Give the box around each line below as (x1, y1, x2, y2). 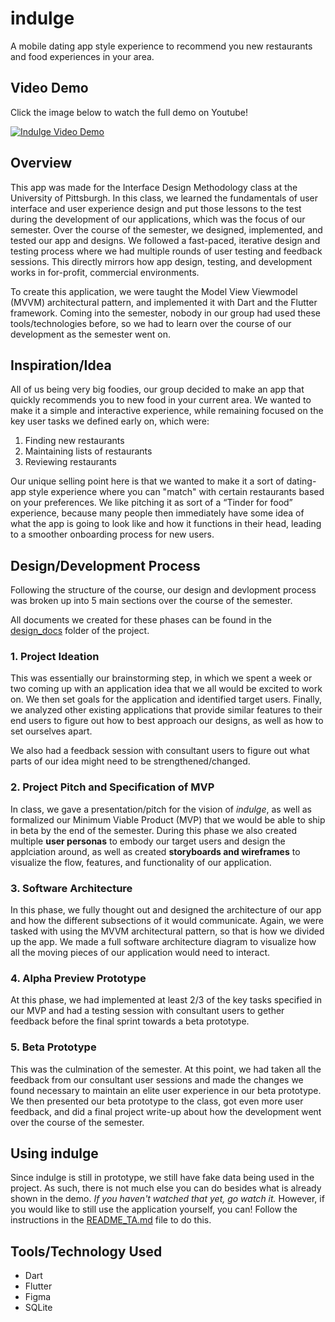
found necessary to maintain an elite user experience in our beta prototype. (10, 1084, 322, 1096)
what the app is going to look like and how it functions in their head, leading (10, 518, 322, 530)
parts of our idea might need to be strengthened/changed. (10, 755, 251, 767)
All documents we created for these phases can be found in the (10, 614, 272, 626)
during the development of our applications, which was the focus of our (10, 213, 306, 225)
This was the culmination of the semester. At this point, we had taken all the (10, 1063, 322, 1075)
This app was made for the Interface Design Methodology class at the (10, 181, 298, 193)
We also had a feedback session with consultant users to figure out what (10, 745, 310, 757)
